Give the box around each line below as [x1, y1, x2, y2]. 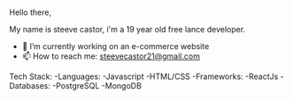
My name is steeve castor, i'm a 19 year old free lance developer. [9, 24, 246, 34]
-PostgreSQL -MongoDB [51, 80, 142, 90]
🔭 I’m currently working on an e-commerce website [21, 40, 210, 51]
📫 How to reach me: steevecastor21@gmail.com [21, 51, 201, 61]
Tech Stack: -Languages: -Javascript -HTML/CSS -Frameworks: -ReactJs [9, 71, 279, 82]
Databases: [9, 80, 51, 90]
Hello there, [9, 7, 51, 18]
